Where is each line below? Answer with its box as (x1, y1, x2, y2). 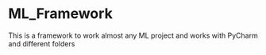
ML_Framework (8, 5, 113, 23)
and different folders (8, 38, 75, 48)
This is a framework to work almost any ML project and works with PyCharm (8, 31, 258, 40)
